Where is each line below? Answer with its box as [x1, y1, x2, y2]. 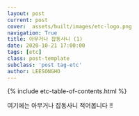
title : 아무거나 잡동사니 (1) [7, 36, 83, 43]
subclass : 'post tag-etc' [7, 61, 82, 68]
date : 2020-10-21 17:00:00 [7, 42, 85, 49]
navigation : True [7, 29, 58, 37]
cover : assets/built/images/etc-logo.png [7, 23, 132, 30]
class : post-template [7, 55, 70, 62]
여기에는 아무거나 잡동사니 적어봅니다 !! [7, 101, 113, 109]
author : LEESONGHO [7, 68, 60, 75]
